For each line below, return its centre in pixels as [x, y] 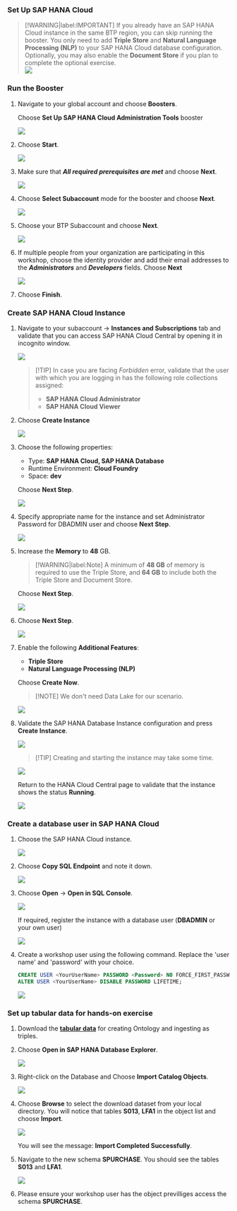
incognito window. [44, 343]
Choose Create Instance [54, 420]
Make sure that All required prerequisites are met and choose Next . [117, 171]
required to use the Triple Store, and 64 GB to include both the [126, 572]
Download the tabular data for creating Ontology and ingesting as [113, 1028]
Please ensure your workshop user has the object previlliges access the [122, 1194]
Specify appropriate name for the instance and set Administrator [111, 516]
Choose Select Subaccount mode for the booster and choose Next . [117, 198]
